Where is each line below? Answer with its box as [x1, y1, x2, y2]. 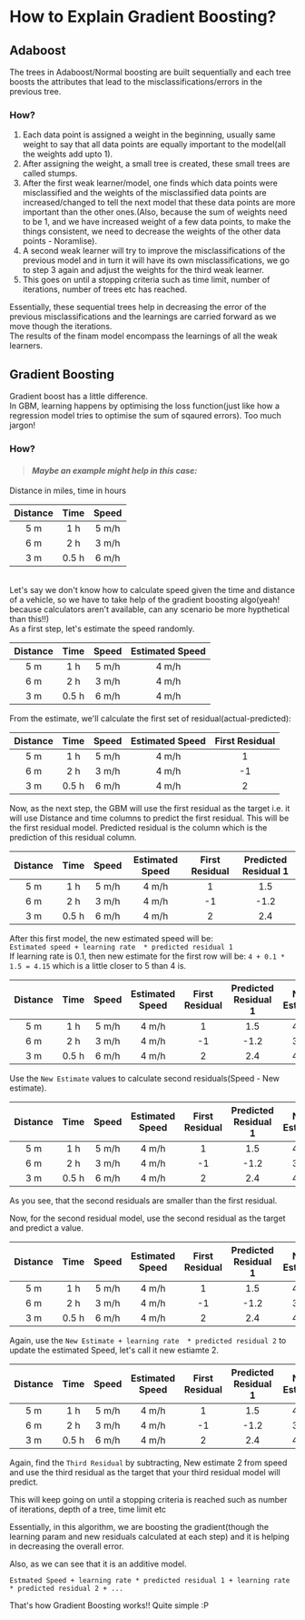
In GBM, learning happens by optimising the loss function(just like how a [9, 400, 280, 411]
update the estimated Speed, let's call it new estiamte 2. [9, 1344, 220, 1356]
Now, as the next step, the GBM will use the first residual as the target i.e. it [9, 803, 290, 814]
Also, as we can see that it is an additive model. [9, 1558, 187, 1570]
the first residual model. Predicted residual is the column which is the [9, 822, 268, 833]
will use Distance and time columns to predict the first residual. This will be [9, 812, 290, 824]
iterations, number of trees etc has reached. [22, 284, 188, 295]
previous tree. [9, 86, 62, 96]
